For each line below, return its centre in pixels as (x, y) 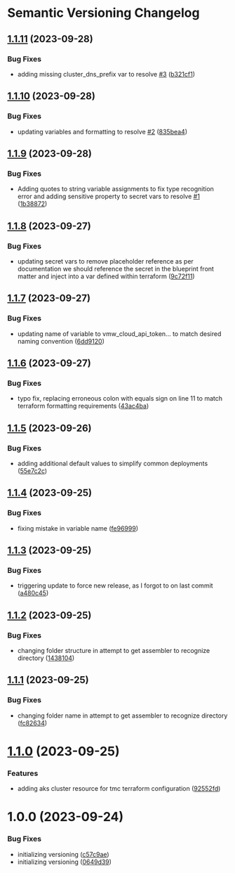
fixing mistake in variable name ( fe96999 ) (78, 528)
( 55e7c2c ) (32, 471)
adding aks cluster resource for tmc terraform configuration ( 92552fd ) (119, 789)
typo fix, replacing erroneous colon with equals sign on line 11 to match (120, 399)
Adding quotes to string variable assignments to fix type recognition (115, 189)
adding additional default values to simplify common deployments (113, 463)
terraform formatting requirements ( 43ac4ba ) (83, 406)
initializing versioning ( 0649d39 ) (65, 862)
